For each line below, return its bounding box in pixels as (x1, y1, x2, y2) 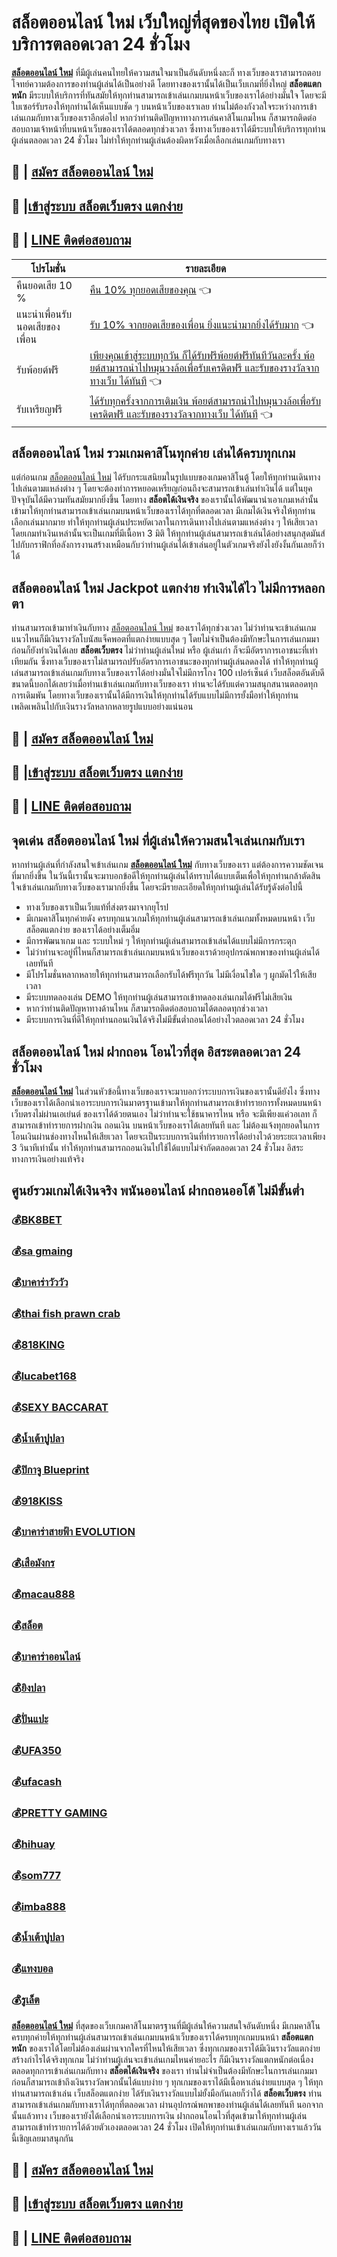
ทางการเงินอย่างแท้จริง (11, 1152, 84, 1165)
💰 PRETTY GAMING (11, 1806, 108, 1820)
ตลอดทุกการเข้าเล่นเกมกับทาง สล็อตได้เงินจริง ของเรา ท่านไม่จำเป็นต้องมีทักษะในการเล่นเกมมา (11, 2064, 318, 2076)
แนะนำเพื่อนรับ (16, 307, 73, 321)
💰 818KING (11, 1337, 66, 1351)
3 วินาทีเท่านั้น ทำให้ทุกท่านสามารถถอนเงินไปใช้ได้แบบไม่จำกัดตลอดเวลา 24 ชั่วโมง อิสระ (11, 1141, 304, 1153)
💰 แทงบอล (11, 1962, 54, 1976)
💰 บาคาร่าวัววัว (11, 1276, 69, 1290)
